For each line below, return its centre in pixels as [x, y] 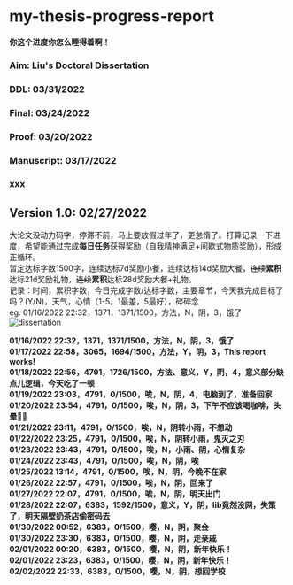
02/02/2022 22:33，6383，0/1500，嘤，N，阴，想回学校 [117, 572]
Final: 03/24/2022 [50, 112]
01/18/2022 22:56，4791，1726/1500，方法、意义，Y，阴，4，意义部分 [143, 373]
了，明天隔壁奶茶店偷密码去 [60, 516]
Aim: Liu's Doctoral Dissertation [79, 65]
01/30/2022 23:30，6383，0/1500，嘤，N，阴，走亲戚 [113, 538]
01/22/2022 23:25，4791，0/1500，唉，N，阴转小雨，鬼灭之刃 [127, 439]
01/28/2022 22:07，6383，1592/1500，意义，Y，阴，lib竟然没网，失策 [143, 505]
